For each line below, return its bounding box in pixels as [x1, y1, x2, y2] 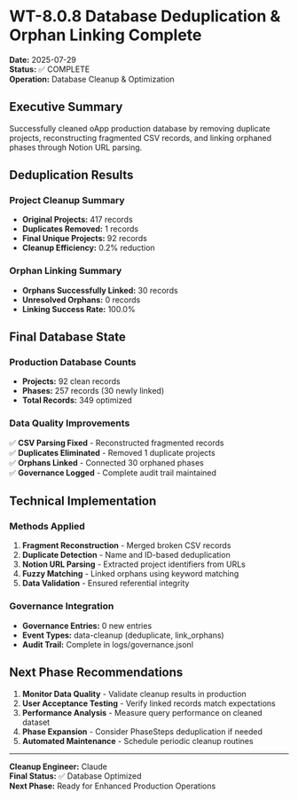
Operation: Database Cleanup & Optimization [9, 74, 175, 84]
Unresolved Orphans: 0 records [21, 294, 141, 305]
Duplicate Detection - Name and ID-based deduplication [21, 550, 231, 561]
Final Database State [9, 330, 126, 345]
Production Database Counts [9, 357, 137, 369]
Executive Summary [9, 99, 123, 114]
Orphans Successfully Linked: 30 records [21, 285, 179, 295]
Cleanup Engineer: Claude [9, 761, 108, 772]
